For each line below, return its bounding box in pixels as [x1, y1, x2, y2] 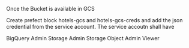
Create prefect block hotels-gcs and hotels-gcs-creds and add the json [6, 17, 183, 23]
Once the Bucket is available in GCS [6, 5, 95, 12]
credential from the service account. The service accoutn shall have [6, 23, 175, 30]
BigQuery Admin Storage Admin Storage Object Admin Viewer [6, 35, 160, 41]
